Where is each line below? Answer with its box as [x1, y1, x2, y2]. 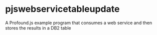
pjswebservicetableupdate [5, 3, 120, 15]
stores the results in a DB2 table [5, 25, 71, 31]
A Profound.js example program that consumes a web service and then [5, 20, 152, 26]
